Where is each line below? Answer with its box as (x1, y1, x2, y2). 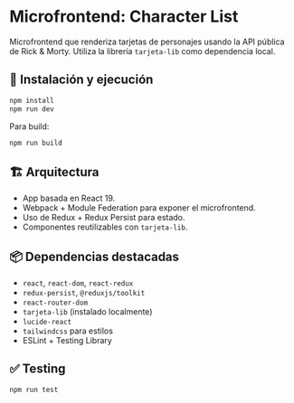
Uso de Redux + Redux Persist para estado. (22, 212, 185, 223)
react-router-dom (22, 298, 89, 307)
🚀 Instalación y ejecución (9, 72, 154, 88)
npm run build (9, 138, 63, 147)
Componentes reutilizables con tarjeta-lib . (22, 221, 188, 232)
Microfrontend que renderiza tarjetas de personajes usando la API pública (9, 36, 285, 47)
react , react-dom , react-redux (22, 277, 134, 288)
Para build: (9, 120, 50, 132)
